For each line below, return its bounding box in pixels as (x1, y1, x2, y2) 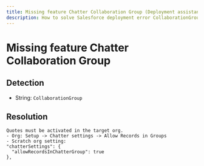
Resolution (6, 111, 48, 122)
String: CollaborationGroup (15, 94, 83, 101)
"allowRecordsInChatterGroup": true (12, 149, 104, 155)
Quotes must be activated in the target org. (6, 128, 123, 134)
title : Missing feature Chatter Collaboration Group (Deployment (6, 9, 175, 15)
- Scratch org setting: (6, 138, 67, 145)
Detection (6, 78, 44, 88)
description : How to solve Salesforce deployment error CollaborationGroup (6, 15, 202, 21)
